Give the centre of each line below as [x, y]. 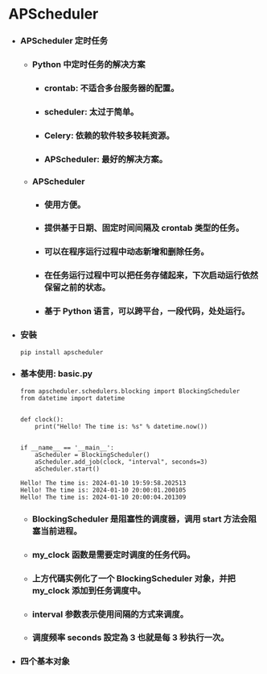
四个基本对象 [45, 661]
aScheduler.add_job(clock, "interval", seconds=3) [121, 462]
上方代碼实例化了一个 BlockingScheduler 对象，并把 [133, 578]
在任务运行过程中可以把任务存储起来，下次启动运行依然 [151, 275]
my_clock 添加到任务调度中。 [89, 590]
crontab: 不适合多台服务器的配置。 [111, 88]
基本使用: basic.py [56, 374]
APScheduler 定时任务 [64, 41]
